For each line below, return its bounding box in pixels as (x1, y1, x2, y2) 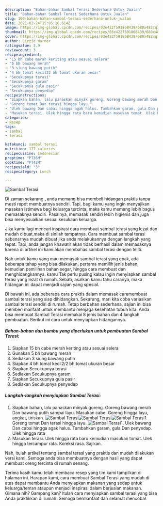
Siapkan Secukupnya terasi (12, 366, 67, 372)
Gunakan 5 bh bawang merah (12, 350, 71, 356)
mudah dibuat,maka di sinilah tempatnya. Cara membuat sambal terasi (5, 231, 146, 237)
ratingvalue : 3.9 (5, 43, 40, 48)
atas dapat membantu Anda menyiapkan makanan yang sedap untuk (5, 480, 142, 486)
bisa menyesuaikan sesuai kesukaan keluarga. (5, 217, 98, 222)
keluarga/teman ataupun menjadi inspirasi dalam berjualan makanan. (5, 485, 143, 491)
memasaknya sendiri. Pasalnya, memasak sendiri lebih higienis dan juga (5, 211, 149, 217)
